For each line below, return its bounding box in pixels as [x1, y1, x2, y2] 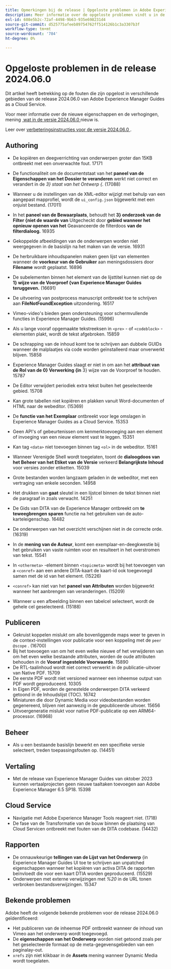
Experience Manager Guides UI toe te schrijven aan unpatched [12, 860, 145, 866]
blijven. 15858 [12, 351, 42, 358]
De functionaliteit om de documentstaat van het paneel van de [12, 170, 144, 176]
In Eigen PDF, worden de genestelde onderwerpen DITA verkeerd [12, 686, 150, 692]
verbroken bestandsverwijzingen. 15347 [12, 881, 97, 887]
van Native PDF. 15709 [12, 670, 60, 676]
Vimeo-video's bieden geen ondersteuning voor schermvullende [12, 310, 149, 316]
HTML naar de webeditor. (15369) [12, 403, 84, 409]
